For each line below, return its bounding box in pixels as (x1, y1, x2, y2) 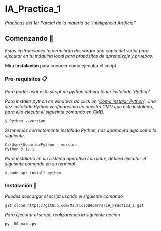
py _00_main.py (5, 221, 37, 227)
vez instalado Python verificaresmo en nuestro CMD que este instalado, (5, 104, 154, 110)
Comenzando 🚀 (5, 34, 54, 43)
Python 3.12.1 (5, 147, 35, 152)
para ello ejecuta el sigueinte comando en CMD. (5, 109, 105, 115)
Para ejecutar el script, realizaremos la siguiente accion (5, 212, 120, 218)
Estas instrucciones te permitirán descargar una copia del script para (5, 47, 149, 53)
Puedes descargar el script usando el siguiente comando (5, 193, 123, 199)
